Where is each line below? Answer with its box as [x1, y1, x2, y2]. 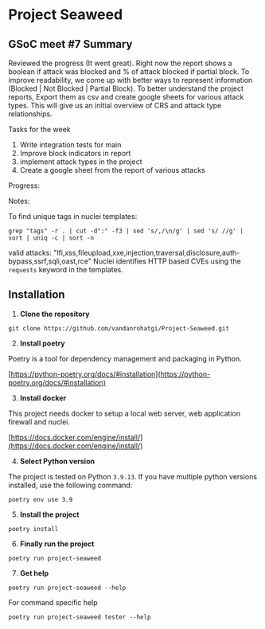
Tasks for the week [8, 125, 71, 134]
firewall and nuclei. [8, 416, 70, 427]
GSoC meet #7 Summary [8, 37, 133, 51]
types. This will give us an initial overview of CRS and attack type [8, 101, 222, 110]
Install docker [19, 393, 67, 403]
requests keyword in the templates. [8, 265, 123, 274]
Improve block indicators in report [19, 149, 131, 158]
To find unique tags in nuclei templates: [8, 212, 138, 221]
